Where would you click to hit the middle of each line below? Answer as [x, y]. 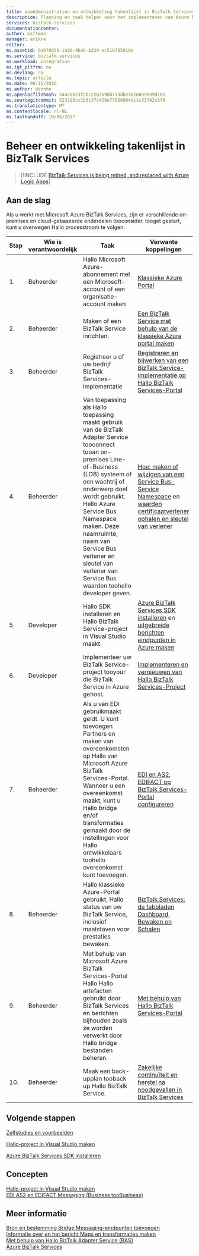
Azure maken [156, 647]
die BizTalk [98, 679]
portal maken [156, 343]
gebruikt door [102, 998]
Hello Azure [99, 504]
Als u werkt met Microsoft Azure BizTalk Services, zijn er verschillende [92, 214]
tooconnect [99, 445]
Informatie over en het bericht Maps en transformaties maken [81, 1234]
